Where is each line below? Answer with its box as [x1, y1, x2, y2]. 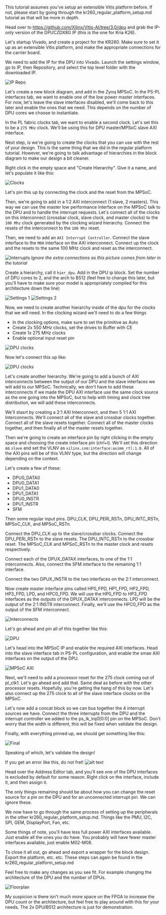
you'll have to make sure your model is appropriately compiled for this [5, 280, 147, 286]
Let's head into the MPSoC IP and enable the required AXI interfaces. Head [5, 645, 158, 651]
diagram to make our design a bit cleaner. [5, 155, 90, 161]
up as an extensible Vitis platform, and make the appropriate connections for [5, 44, 161, 50]
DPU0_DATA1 [12, 480, 40, 486]
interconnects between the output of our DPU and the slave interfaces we [5, 379, 155, 385]
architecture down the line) [5, 285, 60, 291]
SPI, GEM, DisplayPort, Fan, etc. [5, 820, 70, 825]
